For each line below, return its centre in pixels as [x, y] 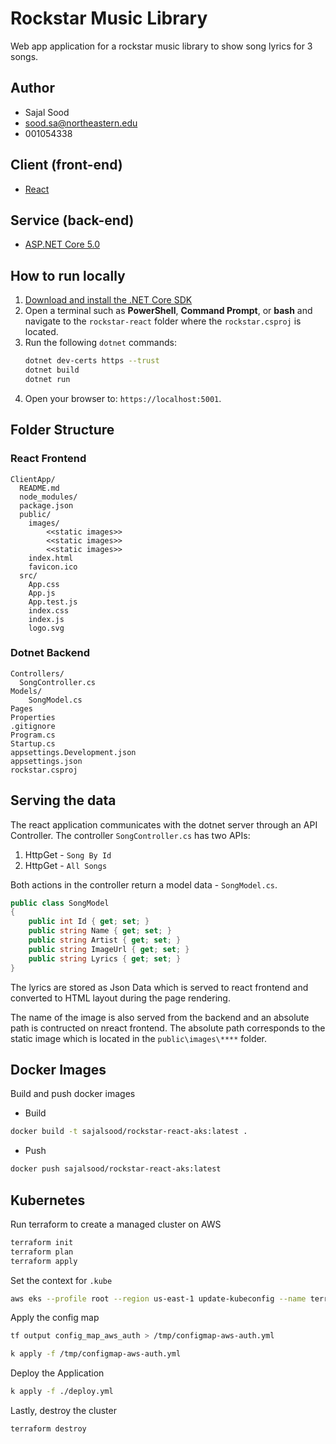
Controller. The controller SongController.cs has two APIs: [130, 835]
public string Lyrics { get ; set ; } [105, 958]
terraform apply [44, 1261]
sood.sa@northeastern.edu [81, 123]
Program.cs [33, 735]
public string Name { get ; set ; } [100, 931]
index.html [51, 558]
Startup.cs [33, 743]
